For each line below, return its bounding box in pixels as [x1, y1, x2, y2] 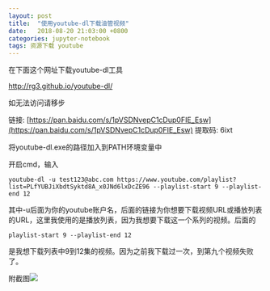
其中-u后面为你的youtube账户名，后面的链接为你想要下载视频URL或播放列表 [8, 205, 263, 215]
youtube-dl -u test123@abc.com [8, 175, 114, 184]
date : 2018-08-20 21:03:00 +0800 [8, 27, 129, 35]
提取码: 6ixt [195, 125, 233, 135]
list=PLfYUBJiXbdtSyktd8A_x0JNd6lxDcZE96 [8, 183, 150, 191]
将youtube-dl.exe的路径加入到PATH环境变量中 [8, 142, 162, 152]
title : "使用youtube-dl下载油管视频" [8, 19, 129, 27]
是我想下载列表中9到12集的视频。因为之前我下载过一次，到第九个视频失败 [8, 247, 254, 256]
